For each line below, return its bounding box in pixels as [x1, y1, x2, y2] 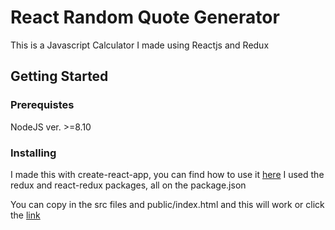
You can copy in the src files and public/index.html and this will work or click [10, 198, 325, 210]
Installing [10, 146, 57, 160]
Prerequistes [10, 98, 75, 112]
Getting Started [10, 68, 109, 85]
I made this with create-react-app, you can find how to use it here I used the [10, 168, 325, 180]
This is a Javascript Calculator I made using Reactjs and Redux [10, 39, 270, 51]
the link [10, 209, 41, 221]
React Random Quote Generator [10, 6, 280, 29]
